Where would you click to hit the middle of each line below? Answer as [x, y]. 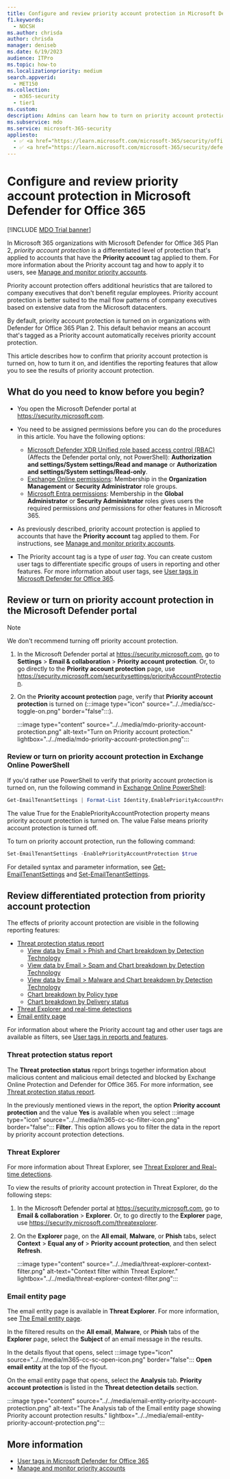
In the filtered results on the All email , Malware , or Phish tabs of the [103, 1332]
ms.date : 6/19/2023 [35, 52]
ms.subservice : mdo [35, 122]
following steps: [29, 1195]
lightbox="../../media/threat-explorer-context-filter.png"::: [98, 1279]
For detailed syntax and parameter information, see [79, 867]
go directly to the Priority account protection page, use [96, 668]
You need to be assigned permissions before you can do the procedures [119, 429]
